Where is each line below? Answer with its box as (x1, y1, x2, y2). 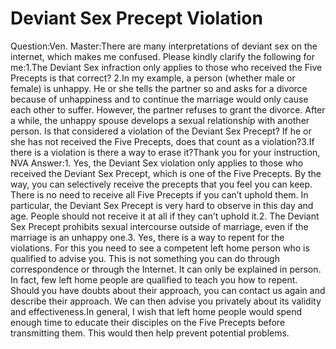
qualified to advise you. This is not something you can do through (10, 252, 280, 264)
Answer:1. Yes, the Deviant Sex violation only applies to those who (30, 157, 304, 169)
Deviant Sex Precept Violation (10, 7, 263, 30)
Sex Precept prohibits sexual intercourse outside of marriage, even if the (10, 220, 309, 232)
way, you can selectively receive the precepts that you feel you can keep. (10, 178, 313, 190)
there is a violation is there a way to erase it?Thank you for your (10, 146, 272, 158)
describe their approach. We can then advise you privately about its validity (10, 295, 322, 307)
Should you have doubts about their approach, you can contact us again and (10, 284, 326, 296)
